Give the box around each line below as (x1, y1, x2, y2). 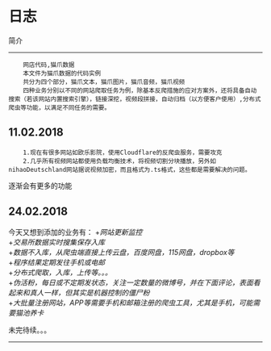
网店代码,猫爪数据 (23, 61, 75, 69)
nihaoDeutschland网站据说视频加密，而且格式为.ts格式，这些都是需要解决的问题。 (8, 165, 252, 173)
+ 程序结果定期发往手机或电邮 (8, 257, 106, 267)
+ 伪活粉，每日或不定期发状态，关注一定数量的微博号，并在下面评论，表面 (8, 278, 254, 287)
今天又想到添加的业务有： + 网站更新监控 (8, 227, 143, 236)
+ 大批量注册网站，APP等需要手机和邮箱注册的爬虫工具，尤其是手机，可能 (8, 298, 253, 307)
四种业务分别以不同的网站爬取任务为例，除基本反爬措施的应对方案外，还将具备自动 (23, 86, 257, 94)
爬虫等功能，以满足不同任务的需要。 (8, 103, 111, 111)
